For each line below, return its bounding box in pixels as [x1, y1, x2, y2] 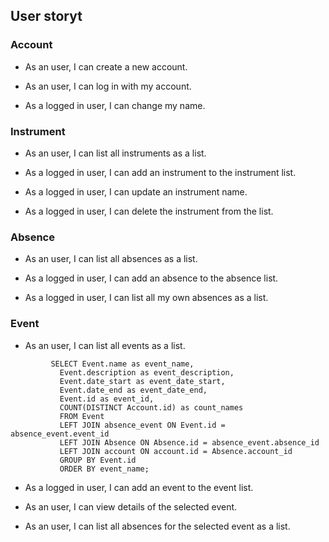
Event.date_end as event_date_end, [59, 385, 208, 395]
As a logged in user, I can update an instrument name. [24, 185, 248, 198]
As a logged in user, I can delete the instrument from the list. [24, 205, 274, 217]
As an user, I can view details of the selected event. [24, 500, 238, 513]
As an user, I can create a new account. [24, 60, 188, 73]
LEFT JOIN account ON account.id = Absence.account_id [59, 446, 293, 456]
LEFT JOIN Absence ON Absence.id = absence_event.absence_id [59, 437, 320, 448]
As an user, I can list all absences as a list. [24, 253, 198, 265]
